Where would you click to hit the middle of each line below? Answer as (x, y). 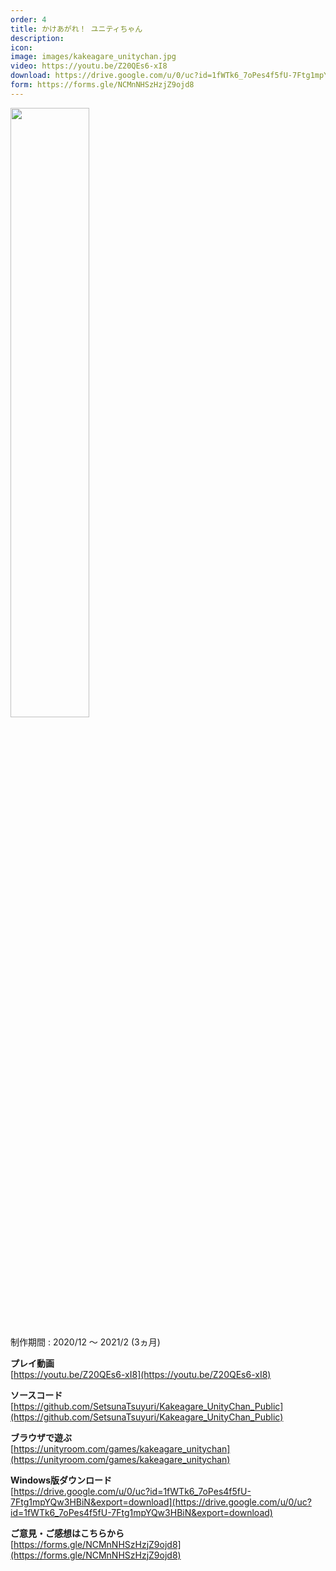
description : (37, 38)
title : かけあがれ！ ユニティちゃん (76, 29)
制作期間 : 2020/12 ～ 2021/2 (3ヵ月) (85, 1342)
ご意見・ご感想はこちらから (67, 1533)
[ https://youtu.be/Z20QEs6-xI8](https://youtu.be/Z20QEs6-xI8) (141, 1374)
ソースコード (36, 1395)
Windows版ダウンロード (61, 1480)
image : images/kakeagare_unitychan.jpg (93, 57)
